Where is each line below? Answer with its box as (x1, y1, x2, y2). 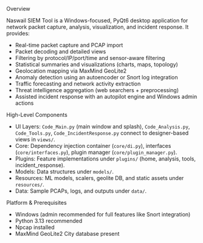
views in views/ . (15, 136, 56, 143)
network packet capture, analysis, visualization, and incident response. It (6, 24, 189, 30)
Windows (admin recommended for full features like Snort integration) (15, 211, 191, 218)
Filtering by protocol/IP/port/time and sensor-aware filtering (15, 55, 165, 61)
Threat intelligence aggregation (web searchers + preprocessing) (15, 87, 179, 93)
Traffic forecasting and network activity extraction (15, 80, 141, 87)
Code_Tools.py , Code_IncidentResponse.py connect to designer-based (15, 130, 189, 136)
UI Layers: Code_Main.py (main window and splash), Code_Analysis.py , (15, 123, 190, 130)
